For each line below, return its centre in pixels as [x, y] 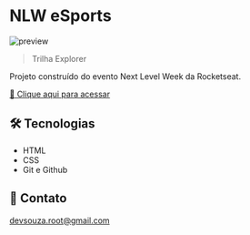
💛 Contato [38, 198]
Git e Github [45, 169]
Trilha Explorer [59, 58]
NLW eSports [60, 16]
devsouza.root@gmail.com [60, 220]
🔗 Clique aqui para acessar [60, 94]
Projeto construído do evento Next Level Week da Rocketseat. [125, 76]
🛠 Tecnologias [52, 124]
